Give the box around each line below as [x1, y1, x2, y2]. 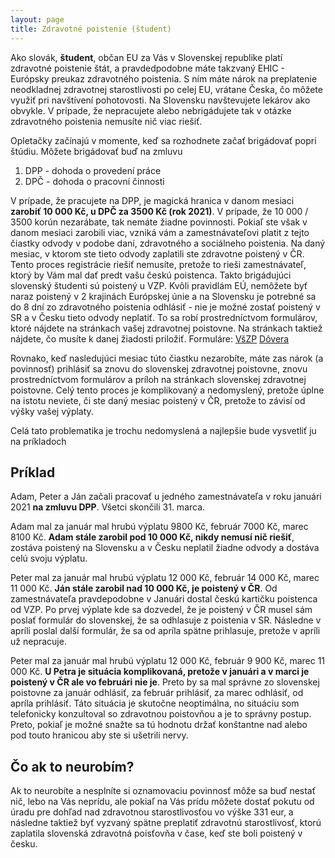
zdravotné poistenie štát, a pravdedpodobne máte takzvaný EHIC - [10, 62, 285, 74]
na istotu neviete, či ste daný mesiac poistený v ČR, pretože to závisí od [10, 394, 306, 406]
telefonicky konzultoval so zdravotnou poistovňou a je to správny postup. [10, 708, 312, 720]
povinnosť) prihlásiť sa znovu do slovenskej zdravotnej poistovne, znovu [10, 362, 308, 375]
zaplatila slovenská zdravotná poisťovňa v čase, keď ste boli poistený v [10, 827, 303, 840]
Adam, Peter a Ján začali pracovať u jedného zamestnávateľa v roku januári [10, 491, 322, 503]
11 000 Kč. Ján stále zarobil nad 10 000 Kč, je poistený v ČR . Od [10, 582, 278, 595]
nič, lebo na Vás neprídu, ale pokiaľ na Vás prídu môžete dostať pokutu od [10, 796, 315, 808]
